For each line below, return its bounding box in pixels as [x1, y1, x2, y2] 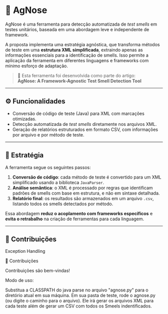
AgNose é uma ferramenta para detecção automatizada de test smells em [5, 21, 157, 27]
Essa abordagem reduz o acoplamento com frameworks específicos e [5, 210, 153, 216]
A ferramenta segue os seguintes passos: [5, 164, 91, 170]
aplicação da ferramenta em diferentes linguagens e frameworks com [5, 57, 149, 63]
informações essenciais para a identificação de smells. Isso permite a [5, 52, 149, 58]
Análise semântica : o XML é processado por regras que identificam [12, 185, 153, 191]
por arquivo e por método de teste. [12, 131, 84, 137]
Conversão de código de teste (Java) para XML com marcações [12, 110, 145, 116]
